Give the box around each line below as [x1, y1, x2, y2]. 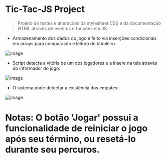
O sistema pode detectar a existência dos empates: [12, 84, 119, 91]
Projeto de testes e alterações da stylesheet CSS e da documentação [17, 20, 161, 26]
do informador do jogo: [12, 65, 61, 71]
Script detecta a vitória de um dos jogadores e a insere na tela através [12, 60, 157, 66]
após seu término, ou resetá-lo [5, 133, 136, 145]
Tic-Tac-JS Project [5, 4, 85, 15]
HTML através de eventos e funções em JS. [17, 25, 109, 31]
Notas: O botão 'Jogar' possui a [5, 112, 139, 123]
